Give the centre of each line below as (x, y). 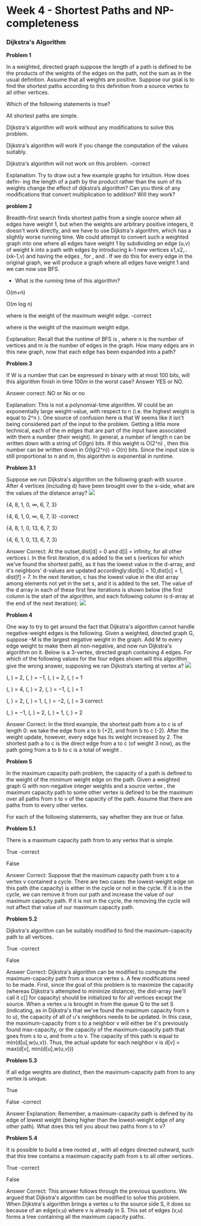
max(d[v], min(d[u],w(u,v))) (40, 1049)
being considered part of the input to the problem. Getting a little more (93, 424)
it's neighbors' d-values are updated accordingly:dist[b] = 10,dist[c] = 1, (95, 571)
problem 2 (19, 206)
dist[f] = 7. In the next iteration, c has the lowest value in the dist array (92, 577)
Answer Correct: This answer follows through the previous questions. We (97, 1191)
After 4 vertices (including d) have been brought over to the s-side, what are (100, 486)
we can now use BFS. (33, 269)
